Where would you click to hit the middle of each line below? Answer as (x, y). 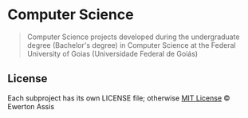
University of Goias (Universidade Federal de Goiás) (112, 53)
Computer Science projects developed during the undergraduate (133, 37)
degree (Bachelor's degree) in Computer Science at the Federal (131, 45)
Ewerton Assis (31, 106)
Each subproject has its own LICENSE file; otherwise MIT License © (119, 98)
